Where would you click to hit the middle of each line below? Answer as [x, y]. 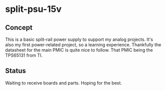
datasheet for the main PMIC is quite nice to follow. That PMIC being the [79, 50]
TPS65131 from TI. [24, 55]
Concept [19, 28]
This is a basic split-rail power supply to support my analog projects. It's [79, 39]
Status [16, 71]
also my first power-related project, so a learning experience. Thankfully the [83, 45]
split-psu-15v [33, 9]
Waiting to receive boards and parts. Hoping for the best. [64, 83]
